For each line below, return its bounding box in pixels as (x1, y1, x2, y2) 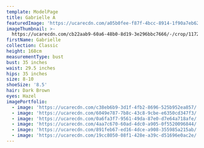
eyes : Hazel (6, 93, 36, 99)
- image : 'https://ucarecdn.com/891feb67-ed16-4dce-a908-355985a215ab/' (12, 127, 200, 133)
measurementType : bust (6, 54, 64, 60)
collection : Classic (6, 43, 59, 49)
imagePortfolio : (6, 98, 47, 105)
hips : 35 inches (6, 71, 47, 77)
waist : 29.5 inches (6, 65, 56, 71)
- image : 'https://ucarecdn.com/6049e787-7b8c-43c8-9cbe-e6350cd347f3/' (12, 110, 200, 116)
